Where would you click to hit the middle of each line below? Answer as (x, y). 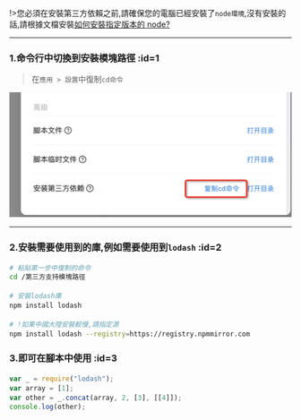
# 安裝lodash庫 (35, 296)
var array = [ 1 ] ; (42, 388)
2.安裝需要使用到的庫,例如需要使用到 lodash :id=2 (116, 247)
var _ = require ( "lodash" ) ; (62, 379)
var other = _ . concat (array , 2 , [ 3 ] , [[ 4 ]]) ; (96, 398)
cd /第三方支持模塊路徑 (47, 277)
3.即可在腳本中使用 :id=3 (64, 358)
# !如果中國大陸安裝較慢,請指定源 (64, 324)
